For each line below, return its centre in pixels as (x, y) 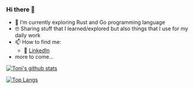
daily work (27, 36)
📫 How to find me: (38, 42)
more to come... (34, 57)
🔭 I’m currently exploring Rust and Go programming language (90, 23)
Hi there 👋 (21, 9)
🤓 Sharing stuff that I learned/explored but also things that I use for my (101, 28)
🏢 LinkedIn (37, 50)
